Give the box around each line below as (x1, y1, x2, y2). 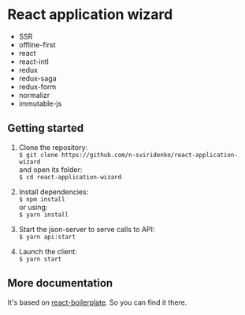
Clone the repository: (18, 142, 88, 152)
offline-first (18, 39, 56, 49)
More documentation (7, 276, 113, 290)
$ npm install (18, 195, 65, 203)
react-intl (18, 57, 49, 66)
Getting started (7, 122, 84, 135)
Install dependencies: (18, 187, 89, 197)
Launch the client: (18, 246, 78, 256)
